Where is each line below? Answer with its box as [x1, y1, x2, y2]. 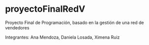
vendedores [5, 24, 30, 30]
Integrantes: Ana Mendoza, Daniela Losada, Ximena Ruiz [5, 34, 120, 40]
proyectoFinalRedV [5, 3, 86, 15]
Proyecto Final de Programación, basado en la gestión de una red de [5, 20, 144, 25]
